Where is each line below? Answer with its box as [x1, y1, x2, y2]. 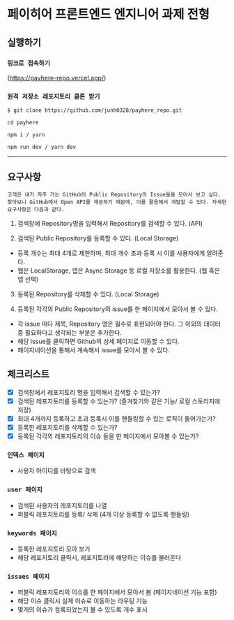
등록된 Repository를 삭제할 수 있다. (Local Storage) [17, 289, 159, 298]
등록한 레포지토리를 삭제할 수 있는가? [17, 423, 118, 431]
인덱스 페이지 [7, 452, 45, 459]
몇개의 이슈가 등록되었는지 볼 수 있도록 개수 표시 [17, 605, 148, 614]
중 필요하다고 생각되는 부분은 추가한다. [17, 328, 122, 336]
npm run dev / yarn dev [7, 144, 77, 151]
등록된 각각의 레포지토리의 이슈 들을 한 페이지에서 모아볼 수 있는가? [17, 432, 199, 440]
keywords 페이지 [7, 529, 57, 537]
